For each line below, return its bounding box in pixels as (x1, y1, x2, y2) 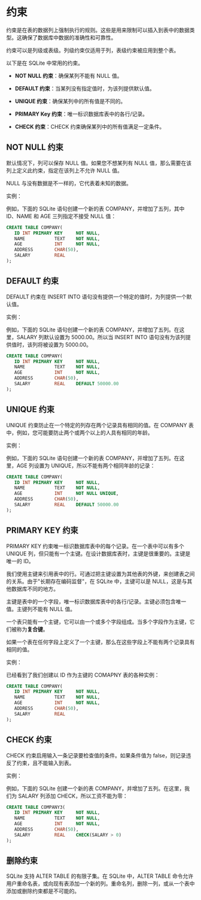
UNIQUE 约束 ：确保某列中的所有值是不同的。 (14, 97, 126, 105)
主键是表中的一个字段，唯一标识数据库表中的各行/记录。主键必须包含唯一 (6, 597, 187, 605)
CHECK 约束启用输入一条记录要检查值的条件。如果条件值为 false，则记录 (6, 751, 187, 759)
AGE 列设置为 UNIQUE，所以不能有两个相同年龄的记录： (16, 462, 156, 469)
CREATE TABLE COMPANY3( (6, 804, 66, 810)
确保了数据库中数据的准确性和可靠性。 (22, 34, 117, 41)
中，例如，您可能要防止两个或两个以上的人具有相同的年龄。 (6, 429, 153, 436)
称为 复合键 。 (16, 626, 48, 633)
